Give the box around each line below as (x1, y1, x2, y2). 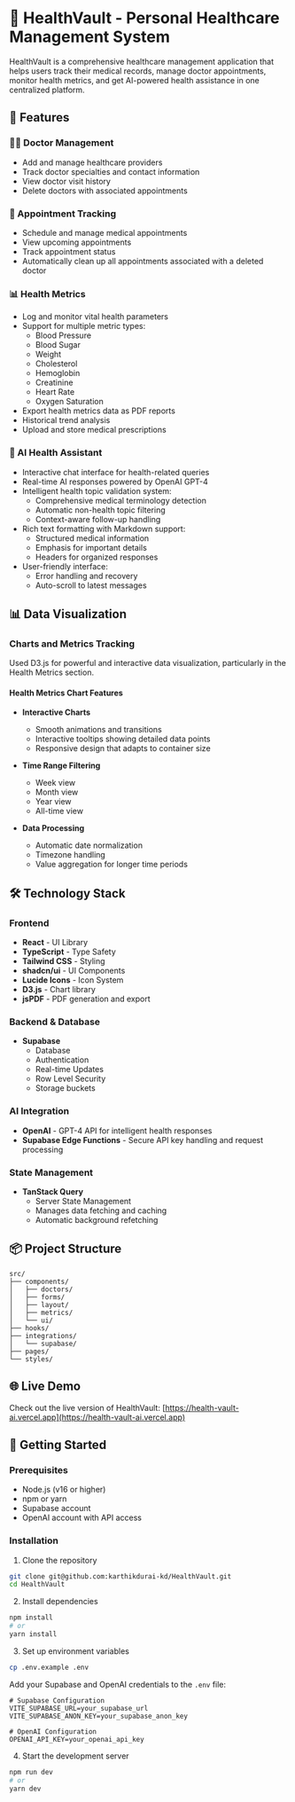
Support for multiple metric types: (21, 321, 146, 332)
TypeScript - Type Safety (21, 946, 117, 957)
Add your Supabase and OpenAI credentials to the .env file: (9, 1679, 227, 1689)
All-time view (35, 806, 84, 817)
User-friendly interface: (21, 560, 108, 571)
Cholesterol (35, 358, 78, 369)
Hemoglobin (35, 368, 81, 379)
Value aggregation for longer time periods (35, 859, 189, 870)
